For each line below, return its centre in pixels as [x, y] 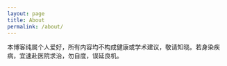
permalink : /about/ [35, 26]
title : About [26, 20]
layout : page [26, 14]
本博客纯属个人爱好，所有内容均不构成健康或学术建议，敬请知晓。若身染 [110, 47]
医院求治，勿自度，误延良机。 [80, 56]
